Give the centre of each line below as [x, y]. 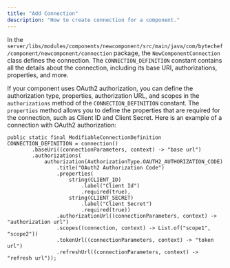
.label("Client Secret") [117, 204]
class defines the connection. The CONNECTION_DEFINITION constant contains [115, 60]
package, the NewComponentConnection [167, 53]
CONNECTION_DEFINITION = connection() [63, 143]
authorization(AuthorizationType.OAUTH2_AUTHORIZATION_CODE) [134, 162]
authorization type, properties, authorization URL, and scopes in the [103, 95]
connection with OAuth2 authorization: [62, 125]
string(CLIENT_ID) [95, 180]
